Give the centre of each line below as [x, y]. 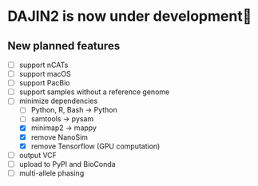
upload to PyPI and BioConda [67, 164]
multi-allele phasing [52, 173]
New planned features [64, 46]
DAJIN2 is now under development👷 [130, 16]
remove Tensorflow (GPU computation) [95, 146]
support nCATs [44, 65]
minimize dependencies [58, 101]
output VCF [38, 155]
